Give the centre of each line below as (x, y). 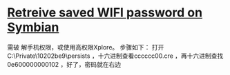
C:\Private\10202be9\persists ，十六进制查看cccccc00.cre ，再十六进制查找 (115, 56)
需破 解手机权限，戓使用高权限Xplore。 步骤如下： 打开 (86, 47)
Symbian (33, 27)
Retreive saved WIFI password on (105, 13)
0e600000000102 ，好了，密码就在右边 (64, 64)
